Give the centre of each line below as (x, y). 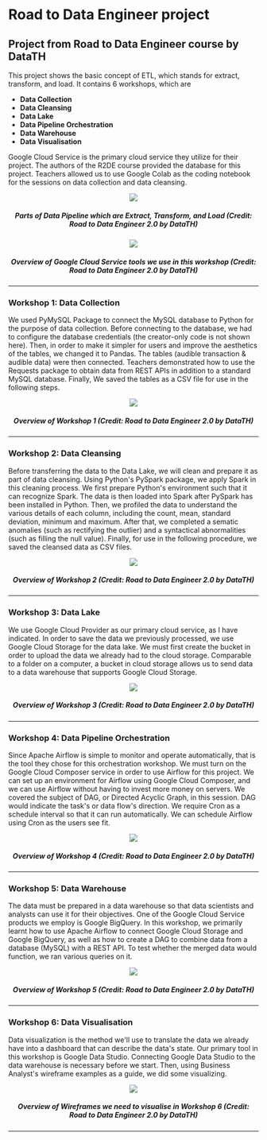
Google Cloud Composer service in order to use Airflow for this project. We (131, 772)
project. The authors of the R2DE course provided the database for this (124, 165)
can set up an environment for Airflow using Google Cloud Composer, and (130, 781)
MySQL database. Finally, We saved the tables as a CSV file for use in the (128, 379)
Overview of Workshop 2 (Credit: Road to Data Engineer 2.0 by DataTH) (133, 580)
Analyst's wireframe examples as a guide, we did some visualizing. (118, 1073)
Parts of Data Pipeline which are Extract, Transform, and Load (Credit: (133, 215)
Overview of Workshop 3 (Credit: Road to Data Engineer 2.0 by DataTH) (133, 705)
